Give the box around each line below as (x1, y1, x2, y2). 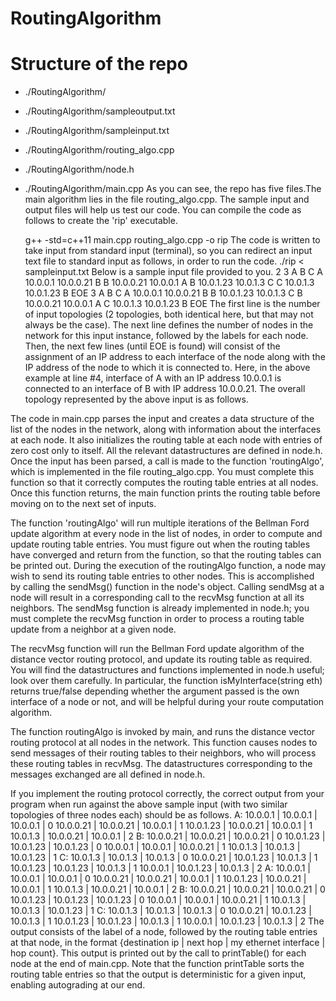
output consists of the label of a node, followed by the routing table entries (10, 926, 318, 938)
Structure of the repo (10, 53, 188, 76)
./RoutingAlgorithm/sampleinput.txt (24, 125, 170, 137)
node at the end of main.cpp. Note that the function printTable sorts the (10, 958, 305, 970)
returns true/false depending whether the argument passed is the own (10, 685, 300, 697)
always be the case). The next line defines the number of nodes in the (24, 319, 314, 331)
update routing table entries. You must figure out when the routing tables (10, 538, 311, 551)
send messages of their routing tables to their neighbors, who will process (10, 747, 317, 759)
